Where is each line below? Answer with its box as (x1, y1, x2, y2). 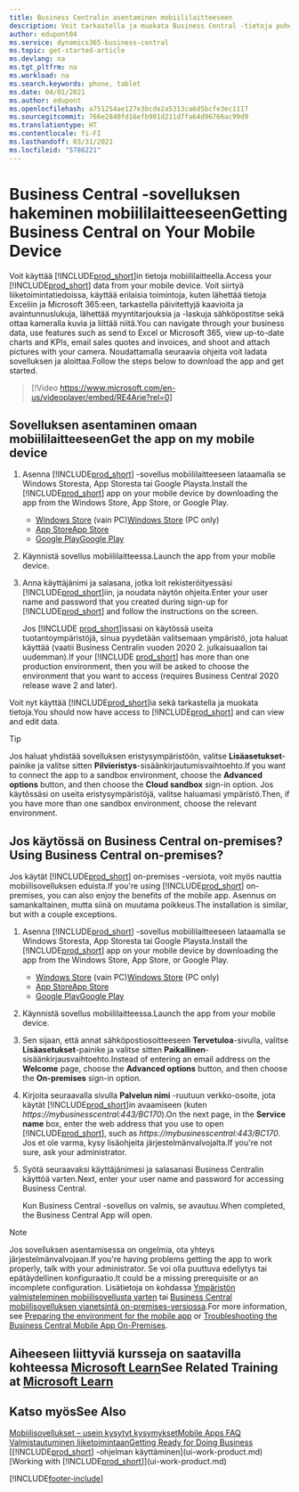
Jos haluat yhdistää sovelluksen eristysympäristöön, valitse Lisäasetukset (9, 750, 283, 762)
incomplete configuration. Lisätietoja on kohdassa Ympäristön (9, 1283, 236, 1293)
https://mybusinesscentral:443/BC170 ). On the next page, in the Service (21, 1109, 287, 1119)
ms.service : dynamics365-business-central (9, 37, 169, 47)
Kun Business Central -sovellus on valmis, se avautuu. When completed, (21, 1201, 286, 1211)
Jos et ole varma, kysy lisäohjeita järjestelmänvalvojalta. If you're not (21, 1137, 273, 1148)
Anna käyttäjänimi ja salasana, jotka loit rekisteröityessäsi (21, 578, 233, 588)
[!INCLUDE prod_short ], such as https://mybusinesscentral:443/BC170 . (21, 1128, 281, 1139)
